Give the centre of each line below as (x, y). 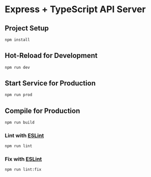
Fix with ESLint (23, 159)
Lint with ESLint (24, 135)
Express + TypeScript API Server (75, 9)
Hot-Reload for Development (51, 56)
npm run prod (19, 95)
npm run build (20, 123)
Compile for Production (42, 111)
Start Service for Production (50, 83)
